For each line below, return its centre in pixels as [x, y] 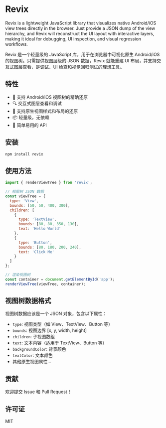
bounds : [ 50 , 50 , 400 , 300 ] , [40, 205]
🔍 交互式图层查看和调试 [37, 103]
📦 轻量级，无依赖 [31, 117]
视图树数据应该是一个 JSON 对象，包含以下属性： [56, 314]
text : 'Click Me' [36, 252]
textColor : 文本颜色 [33, 355]
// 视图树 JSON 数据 [24, 192]
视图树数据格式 [28, 301]
